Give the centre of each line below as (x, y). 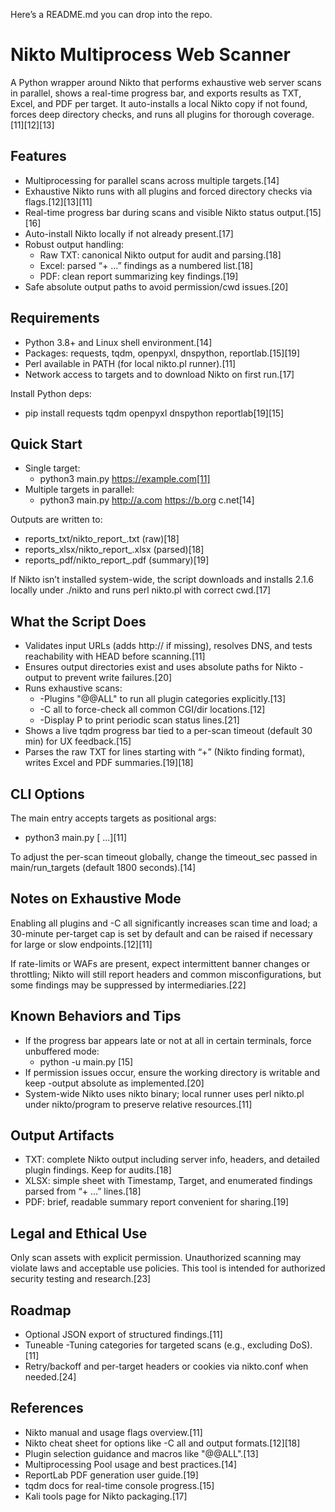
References (47, 1408)
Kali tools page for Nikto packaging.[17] (106, 1496)
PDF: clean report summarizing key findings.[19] (139, 276)
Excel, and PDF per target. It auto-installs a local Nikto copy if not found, (159, 103)
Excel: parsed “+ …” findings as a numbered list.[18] (146, 265)
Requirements (55, 318)
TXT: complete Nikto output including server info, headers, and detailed (172, 1160)
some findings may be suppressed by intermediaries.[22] (128, 985)
